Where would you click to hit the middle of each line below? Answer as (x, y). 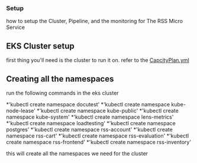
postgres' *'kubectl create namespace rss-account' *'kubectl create (89, 129)
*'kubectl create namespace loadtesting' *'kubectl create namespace (91, 123)
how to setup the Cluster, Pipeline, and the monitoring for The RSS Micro (95, 21)
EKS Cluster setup (41, 46)
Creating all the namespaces (60, 79)
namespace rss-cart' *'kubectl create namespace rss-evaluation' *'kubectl (98, 136)
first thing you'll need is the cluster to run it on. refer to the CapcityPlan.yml (98, 60)
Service (16, 27)
